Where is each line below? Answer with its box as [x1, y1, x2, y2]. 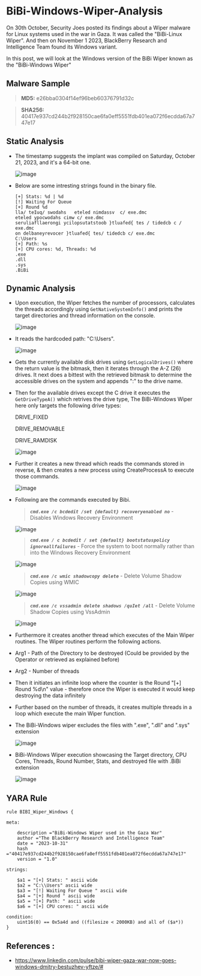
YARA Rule [6, 793, 47, 803]
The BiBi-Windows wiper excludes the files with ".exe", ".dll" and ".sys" [14, 721, 190, 729]
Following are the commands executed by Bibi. [14, 496, 131, 504]
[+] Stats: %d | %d [14, 193, 64, 199]
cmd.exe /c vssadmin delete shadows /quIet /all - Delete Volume [29, 602, 196, 609]
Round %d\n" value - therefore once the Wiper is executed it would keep [14, 685, 195, 693]
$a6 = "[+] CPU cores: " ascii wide [17, 903, 109, 910]
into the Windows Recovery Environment [29, 549, 131, 556]
